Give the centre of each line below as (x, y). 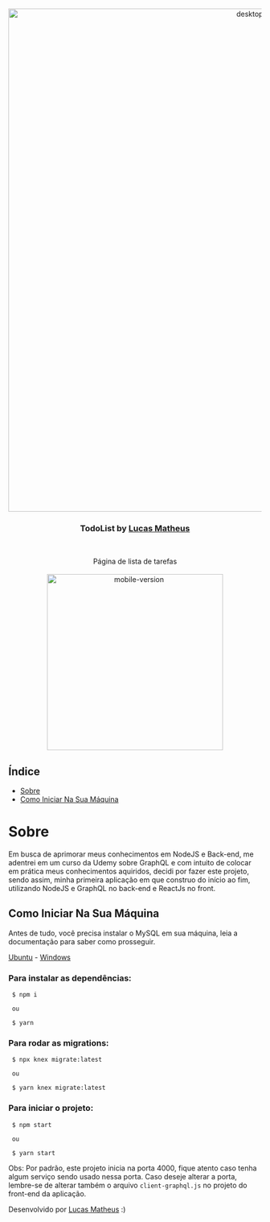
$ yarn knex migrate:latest (59, 1088)
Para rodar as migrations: (59, 1043)
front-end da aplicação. (47, 1193)
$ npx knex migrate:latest (57, 1060)
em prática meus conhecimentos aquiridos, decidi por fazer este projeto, (129, 871)
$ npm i (25, 995)
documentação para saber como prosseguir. (82, 941)
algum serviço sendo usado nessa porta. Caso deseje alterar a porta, (123, 1176)
